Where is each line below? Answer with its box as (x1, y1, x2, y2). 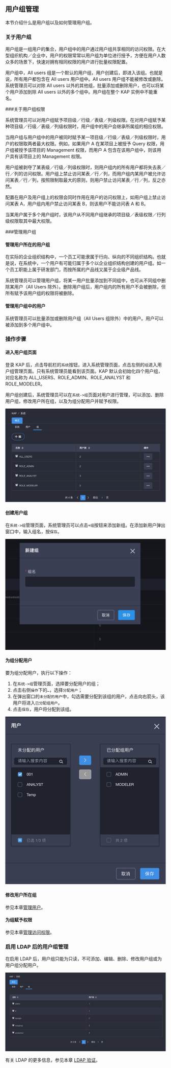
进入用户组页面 (5, 349, 37, 355)
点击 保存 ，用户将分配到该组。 (12, 706, 74, 712)
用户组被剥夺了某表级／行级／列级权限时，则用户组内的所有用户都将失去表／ (5, 164, 166, 170)
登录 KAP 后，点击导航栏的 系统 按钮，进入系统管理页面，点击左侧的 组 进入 (5, 361, 158, 368)
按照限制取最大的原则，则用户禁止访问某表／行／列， (40, 177, 153, 183)
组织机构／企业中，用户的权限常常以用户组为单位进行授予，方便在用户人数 (9, 53, 166, 59)
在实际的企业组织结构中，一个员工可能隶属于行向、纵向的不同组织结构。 (5, 254, 157, 260)
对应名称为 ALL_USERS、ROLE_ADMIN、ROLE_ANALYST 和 (5, 374, 131, 380)
